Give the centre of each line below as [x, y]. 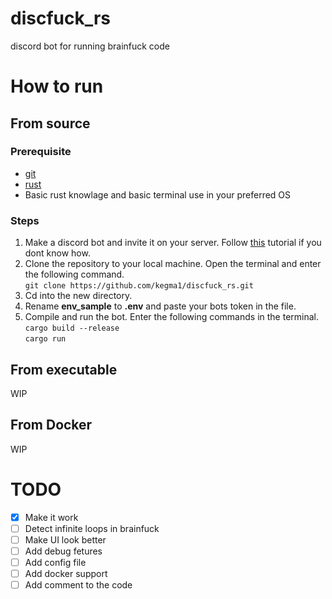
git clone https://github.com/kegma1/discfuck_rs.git [139, 286]
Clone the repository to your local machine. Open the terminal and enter [173, 264]
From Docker [51, 425]
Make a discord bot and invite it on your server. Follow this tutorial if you [173, 243]
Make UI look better [65, 539]
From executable [64, 369]
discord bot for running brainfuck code [90, 46]
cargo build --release [72, 328]
